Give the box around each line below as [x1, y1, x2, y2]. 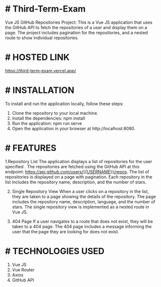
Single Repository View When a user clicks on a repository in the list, [12, 188, 149, 194]
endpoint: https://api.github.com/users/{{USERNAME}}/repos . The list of [5, 168, 149, 175]
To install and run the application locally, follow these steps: [5, 101, 124, 106]
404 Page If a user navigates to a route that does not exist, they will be [12, 218, 153, 224]
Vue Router [12, 267, 35, 272]
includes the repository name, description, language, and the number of [12, 198, 156, 204]
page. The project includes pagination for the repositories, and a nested [5, 30, 148, 35]
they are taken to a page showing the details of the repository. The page [12, 194, 156, 199]
